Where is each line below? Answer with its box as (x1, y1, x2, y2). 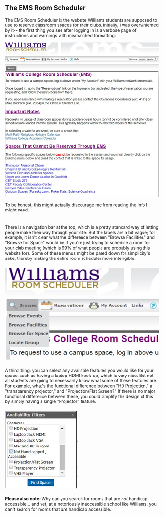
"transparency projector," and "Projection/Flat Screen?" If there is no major (5, 388, 156, 394)
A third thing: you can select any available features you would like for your (5, 367, 154, 373)
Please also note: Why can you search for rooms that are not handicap (5, 495, 148, 501)
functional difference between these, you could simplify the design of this (5, 394, 154, 399)
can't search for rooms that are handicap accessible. (5, 506, 111, 512)
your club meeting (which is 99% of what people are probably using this (5, 245, 150, 251)
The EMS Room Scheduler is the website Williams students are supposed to (5, 17, 158, 23)
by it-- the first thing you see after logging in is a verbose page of (5, 27, 137, 33)
